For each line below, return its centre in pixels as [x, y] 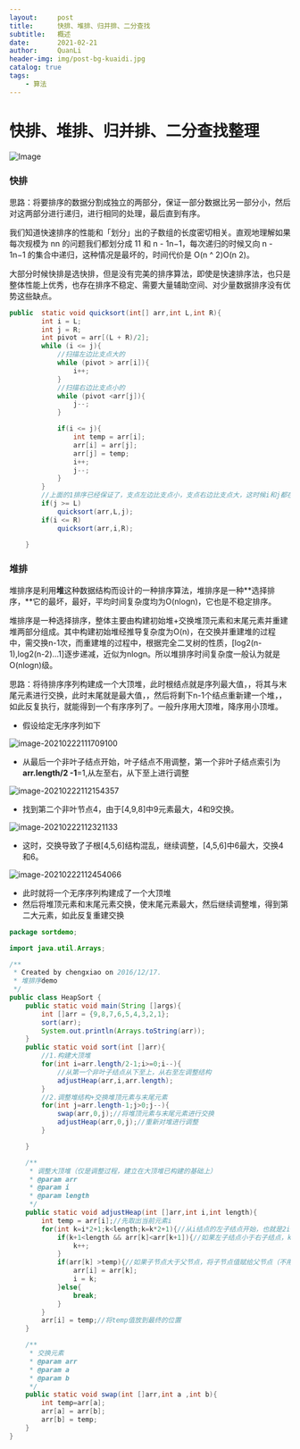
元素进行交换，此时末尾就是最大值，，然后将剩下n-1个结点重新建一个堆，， [152, 695]
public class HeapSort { [55, 998]
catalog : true [36, 68]
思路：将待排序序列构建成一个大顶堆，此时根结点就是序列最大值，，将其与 [144, 683]
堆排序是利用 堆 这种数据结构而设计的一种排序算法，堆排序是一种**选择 [138, 590]
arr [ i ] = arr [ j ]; [105, 445]
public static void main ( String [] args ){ [103, 1006]
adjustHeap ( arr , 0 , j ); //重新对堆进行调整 [128, 1122]
